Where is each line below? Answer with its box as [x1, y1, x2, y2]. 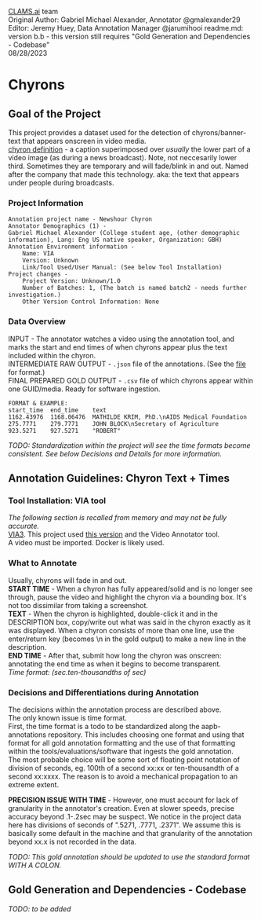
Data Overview [8, 316, 67, 327]
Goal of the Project [8, 107, 101, 120]
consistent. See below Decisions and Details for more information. [8, 449, 222, 458]
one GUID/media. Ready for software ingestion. [8, 384, 161, 394]
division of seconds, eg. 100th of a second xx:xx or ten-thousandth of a [8, 763, 239, 772]
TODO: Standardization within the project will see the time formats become [8, 440, 251, 450]
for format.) [8, 367, 45, 376]
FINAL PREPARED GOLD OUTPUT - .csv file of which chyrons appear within [8, 376, 253, 385]
